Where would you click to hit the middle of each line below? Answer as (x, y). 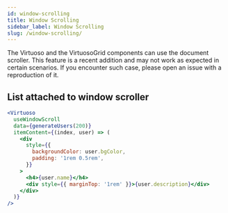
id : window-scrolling (39, 14)
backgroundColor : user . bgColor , (79, 152)
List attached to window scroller (78, 97)
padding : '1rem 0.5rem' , (68, 158)
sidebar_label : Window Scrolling (56, 26)
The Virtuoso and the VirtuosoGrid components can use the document (108, 53)
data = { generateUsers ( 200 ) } (52, 126)
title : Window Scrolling (43, 20)
